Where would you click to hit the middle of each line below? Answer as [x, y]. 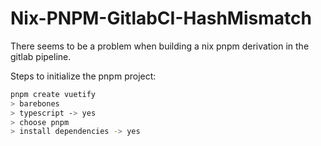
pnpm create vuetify [53, 94]
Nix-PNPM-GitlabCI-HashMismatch [161, 18]
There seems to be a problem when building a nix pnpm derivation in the [160, 46]
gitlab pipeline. [41, 56]
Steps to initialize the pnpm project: [83, 76]
